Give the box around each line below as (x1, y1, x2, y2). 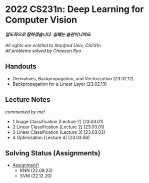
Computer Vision (5, 14, 77, 26)
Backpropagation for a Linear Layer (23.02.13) (12, 81, 107, 87)
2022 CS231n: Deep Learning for (5, 4, 144, 15)
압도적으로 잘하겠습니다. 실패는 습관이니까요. (5, 31, 92, 37)
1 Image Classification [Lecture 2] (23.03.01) (12, 118, 103, 124)
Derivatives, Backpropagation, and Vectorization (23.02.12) (12, 75, 134, 81)
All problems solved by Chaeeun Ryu (5, 48, 81, 54)
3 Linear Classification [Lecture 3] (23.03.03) (12, 129, 106, 135)
